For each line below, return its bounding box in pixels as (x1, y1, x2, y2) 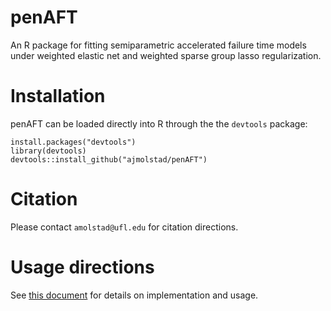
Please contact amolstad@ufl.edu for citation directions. (10, 221, 239, 233)
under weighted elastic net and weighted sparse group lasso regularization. (10, 49, 322, 61)
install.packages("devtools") (10, 137, 137, 147)
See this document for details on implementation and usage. (10, 289, 259, 301)
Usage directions (10, 256, 155, 278)
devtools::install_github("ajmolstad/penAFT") (10, 154, 208, 165)
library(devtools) (10, 146, 87, 156)
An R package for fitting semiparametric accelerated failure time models (10, 39, 307, 51)
